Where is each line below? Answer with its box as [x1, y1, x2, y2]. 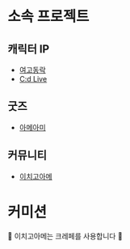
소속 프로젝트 [7, 7, 90, 26]
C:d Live [19, 74, 48, 83]
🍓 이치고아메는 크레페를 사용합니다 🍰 [7, 231, 123, 241]
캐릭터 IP [7, 42, 50, 56]
